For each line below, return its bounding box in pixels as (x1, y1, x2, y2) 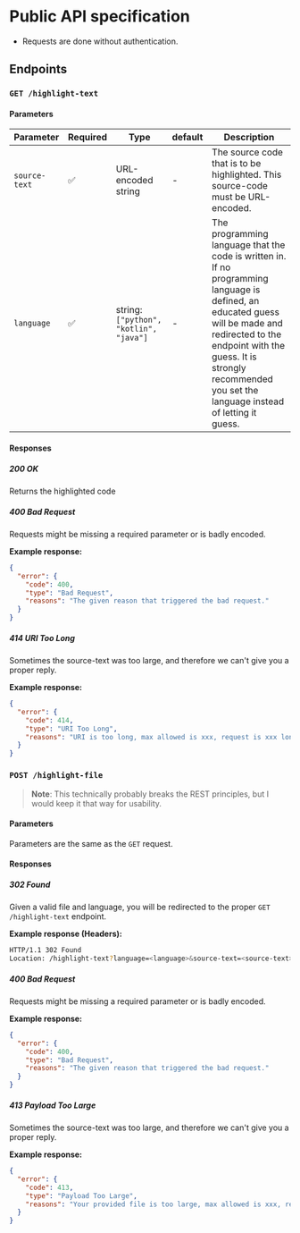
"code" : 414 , (25, 715, 74, 725)
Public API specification (9, 6, 190, 27)
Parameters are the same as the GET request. (9, 838, 173, 849)
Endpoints (9, 62, 68, 77)
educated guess (211, 306, 279, 318)
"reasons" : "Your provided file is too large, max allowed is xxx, (25, 1200, 281, 1209)
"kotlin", (115, 324, 158, 334)
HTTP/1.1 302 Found (9, 946, 82, 955)
